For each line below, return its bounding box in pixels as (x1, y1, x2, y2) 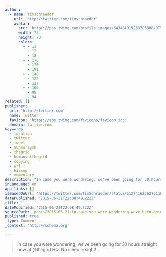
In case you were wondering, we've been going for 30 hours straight (17, 241, 157, 247)
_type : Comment (5, 218, 37, 224)
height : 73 (18, 35, 41, 40)
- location (9, 131, 32, 136)
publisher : (5, 104, 28, 109)
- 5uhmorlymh (9, 145, 37, 150)
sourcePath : (5, 210, 30, 214)
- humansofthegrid (9, 154, 48, 159)
